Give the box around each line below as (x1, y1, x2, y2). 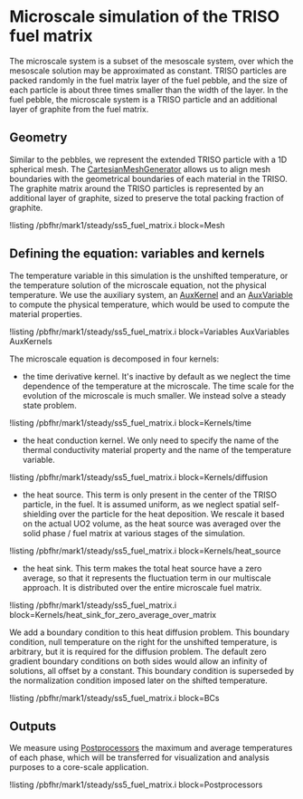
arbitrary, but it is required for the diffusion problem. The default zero (9, 646, 267, 657)
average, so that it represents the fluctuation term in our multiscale (22, 573, 271, 583)
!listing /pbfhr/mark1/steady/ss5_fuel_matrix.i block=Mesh (9, 219, 225, 230)
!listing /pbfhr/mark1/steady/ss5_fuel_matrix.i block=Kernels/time (9, 417, 251, 428)
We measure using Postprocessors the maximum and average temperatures (9, 743, 293, 754)
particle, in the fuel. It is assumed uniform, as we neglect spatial (22, 498, 260, 509)
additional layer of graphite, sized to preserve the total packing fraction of (9, 192, 285, 203)
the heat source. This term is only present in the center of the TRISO (22, 489, 278, 500)
